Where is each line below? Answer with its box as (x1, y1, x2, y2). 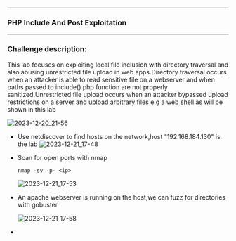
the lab (17, 140, 38, 148)
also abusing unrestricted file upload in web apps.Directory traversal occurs (7, 67, 227, 76)
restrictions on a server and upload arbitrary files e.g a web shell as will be (7, 98, 223, 106)
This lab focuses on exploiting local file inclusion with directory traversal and (7, 60, 229, 69)
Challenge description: (7, 44, 87, 54)
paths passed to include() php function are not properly (7, 82, 169, 91)
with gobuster (17, 200, 58, 209)
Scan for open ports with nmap (17, 153, 107, 162)
